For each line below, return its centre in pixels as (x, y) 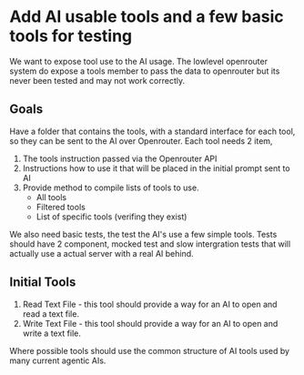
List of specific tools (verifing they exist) (111, 217)
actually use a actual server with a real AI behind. (101, 253)
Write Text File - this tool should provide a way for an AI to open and (150, 323)
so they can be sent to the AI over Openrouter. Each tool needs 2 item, (141, 141)
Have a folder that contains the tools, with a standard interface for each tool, (152, 131)
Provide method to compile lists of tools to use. (111, 187)
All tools (51, 197)
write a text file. (52, 333)
